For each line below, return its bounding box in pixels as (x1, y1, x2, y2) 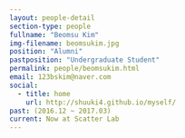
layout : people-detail (9, 13, 95, 23)
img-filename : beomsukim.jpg (9, 38, 120, 48)
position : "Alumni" (9, 47, 83, 56)
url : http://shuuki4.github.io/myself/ (25, 97, 177, 107)
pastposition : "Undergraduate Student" (9, 55, 161, 64)
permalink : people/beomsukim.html (9, 64, 141, 74)
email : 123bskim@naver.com (9, 73, 112, 82)
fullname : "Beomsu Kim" (9, 30, 100, 39)
